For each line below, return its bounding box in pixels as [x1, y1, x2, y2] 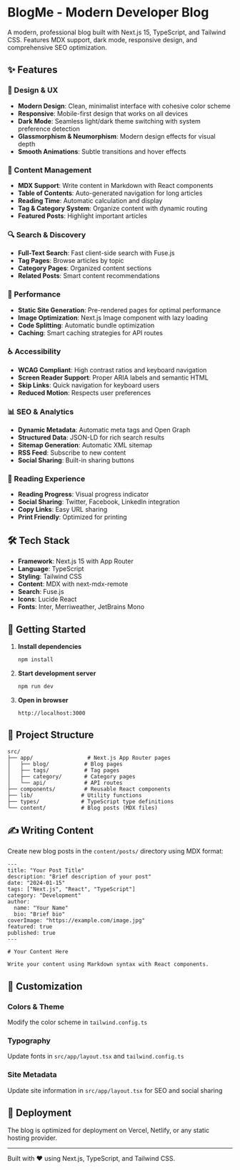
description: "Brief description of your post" [7, 873, 152, 881]
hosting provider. [7, 1134, 57, 1142]
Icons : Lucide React [17, 595, 77, 604]
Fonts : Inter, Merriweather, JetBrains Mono [17, 603, 145, 611]
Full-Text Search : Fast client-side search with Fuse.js [17, 249, 175, 257]
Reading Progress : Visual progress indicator [17, 490, 149, 499]
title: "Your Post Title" [7, 867, 84, 874]
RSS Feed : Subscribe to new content [17, 448, 126, 457]
